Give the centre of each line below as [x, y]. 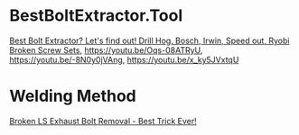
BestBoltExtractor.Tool [96, 16]
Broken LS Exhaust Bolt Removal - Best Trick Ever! [103, 121]
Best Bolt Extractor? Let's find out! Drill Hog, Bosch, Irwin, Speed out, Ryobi [149, 40]
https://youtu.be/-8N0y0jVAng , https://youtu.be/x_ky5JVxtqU [124, 59]
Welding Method [73, 96]
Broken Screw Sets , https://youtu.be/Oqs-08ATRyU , [106, 49]
